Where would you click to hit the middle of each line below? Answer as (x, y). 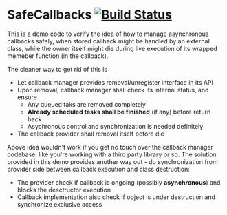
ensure (27, 97)
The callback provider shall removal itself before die (90, 134)
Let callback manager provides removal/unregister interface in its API (115, 82)
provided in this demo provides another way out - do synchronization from (112, 161)
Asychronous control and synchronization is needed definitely (115, 126)
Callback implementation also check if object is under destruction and (116, 197)
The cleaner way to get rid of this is (57, 69)
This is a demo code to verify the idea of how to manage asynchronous (108, 34)
